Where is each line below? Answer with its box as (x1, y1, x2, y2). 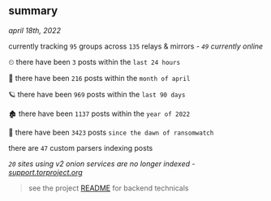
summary (8, 4, 58, 18)
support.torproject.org (8, 167, 83, 177)
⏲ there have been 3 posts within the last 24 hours (8, 57, 181, 66)
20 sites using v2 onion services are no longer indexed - (8, 159, 196, 169)
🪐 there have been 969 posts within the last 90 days (8, 89, 186, 99)
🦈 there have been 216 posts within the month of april (8, 73, 191, 83)
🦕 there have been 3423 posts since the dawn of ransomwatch (8, 127, 214, 137)
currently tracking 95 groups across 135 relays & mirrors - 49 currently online (8, 41, 264, 51)
